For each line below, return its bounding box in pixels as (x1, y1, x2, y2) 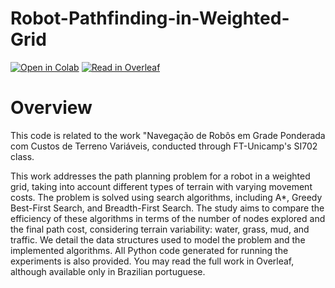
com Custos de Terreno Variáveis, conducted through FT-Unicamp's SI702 (10, 140, 318, 152)
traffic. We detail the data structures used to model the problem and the (10, 233, 306, 246)
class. (10, 150, 35, 162)
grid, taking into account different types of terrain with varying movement (10, 180, 313, 192)
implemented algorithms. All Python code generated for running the (10, 244, 289, 256)
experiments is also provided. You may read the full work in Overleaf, (10, 255, 295, 267)
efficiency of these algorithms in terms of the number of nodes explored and (10, 212, 326, 224)
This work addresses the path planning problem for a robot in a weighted (10, 170, 311, 182)
